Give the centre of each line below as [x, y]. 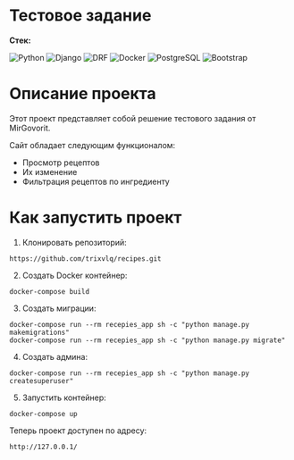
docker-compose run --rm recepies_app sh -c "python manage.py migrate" [147, 340]
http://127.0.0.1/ [43, 447]
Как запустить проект [96, 217]
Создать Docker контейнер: [75, 275]
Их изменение [50, 171]
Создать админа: [55, 356]
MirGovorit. [30, 128]
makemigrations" [39, 332]
